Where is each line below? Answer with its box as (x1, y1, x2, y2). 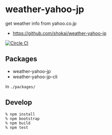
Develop (5, 98, 32, 107)
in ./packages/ (5, 83, 36, 89)
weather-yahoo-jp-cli (12, 74, 58, 80)
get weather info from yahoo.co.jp (5, 20, 77, 26)
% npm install (5, 112, 36, 117)
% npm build (5, 120, 31, 125)
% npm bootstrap (5, 116, 40, 121)
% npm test (5, 125, 29, 130)
